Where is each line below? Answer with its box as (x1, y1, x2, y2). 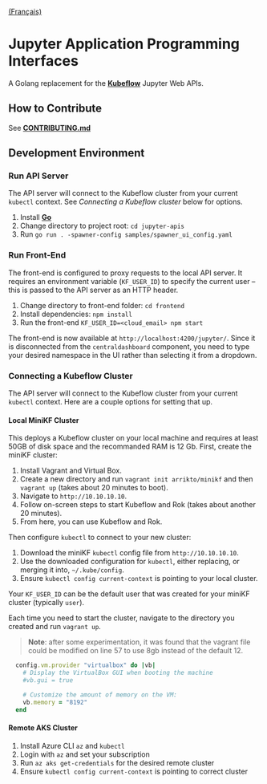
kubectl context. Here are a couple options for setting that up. (8, 397, 213, 407)
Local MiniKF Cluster (8, 415, 79, 424)
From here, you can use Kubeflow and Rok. (19, 517, 163, 526)
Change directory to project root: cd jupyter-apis (19, 221, 185, 231)
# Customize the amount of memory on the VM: (22, 690, 178, 699)
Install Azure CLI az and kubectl (19, 741, 126, 750)
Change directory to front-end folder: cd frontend (19, 300, 185, 310)
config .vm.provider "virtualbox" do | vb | (15, 661, 156, 669)
